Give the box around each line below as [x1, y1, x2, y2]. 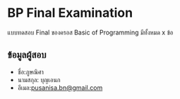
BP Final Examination [7, 5, 133, 21]
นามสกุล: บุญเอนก [17, 75, 61, 84]
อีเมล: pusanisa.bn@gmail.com [17, 83, 103, 92]
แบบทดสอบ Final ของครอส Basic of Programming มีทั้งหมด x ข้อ [7, 28, 174, 37]
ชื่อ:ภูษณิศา [17, 67, 44, 76]
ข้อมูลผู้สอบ [7, 49, 47, 61]
